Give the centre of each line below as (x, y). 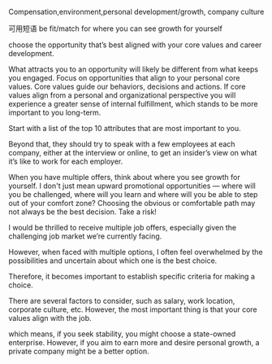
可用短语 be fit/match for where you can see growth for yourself (116, 29)
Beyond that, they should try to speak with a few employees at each (122, 144)
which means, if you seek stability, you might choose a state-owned (122, 334)
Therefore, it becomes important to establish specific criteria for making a (132, 276)
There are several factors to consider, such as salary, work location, (122, 301)
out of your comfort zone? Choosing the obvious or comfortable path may (132, 203)
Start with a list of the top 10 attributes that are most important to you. (125, 128)
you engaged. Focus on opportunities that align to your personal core (124, 78)
